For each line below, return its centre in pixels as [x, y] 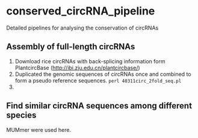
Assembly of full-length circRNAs [71, 47]
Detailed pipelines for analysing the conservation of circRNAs [82, 28]
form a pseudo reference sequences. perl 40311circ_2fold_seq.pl [98, 80]
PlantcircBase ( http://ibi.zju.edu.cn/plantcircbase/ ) [77, 67]
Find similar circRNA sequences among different [99, 106]
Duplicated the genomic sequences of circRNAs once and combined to [103, 74]
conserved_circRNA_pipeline [81, 11]
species [21, 115]
